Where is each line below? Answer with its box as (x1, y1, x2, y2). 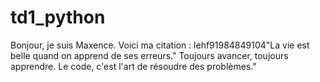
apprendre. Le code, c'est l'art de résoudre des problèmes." (10, 60, 257, 72)
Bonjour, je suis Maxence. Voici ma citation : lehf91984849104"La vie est (10, 39, 310, 51)
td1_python (10, 6, 106, 29)
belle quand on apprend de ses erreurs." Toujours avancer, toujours (10, 49, 289, 61)
